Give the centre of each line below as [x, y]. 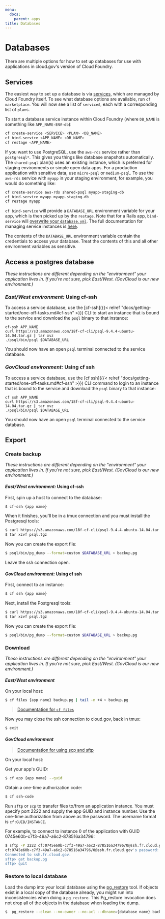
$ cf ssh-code [20, 797]
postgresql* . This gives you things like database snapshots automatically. [80, 157]
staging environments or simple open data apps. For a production [71, 167]
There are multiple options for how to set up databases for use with [73, 61]
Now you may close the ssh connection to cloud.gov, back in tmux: [73, 719]
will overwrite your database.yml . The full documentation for [82, 221]
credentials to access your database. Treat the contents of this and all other [82, 241]
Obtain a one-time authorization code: [44, 788]
